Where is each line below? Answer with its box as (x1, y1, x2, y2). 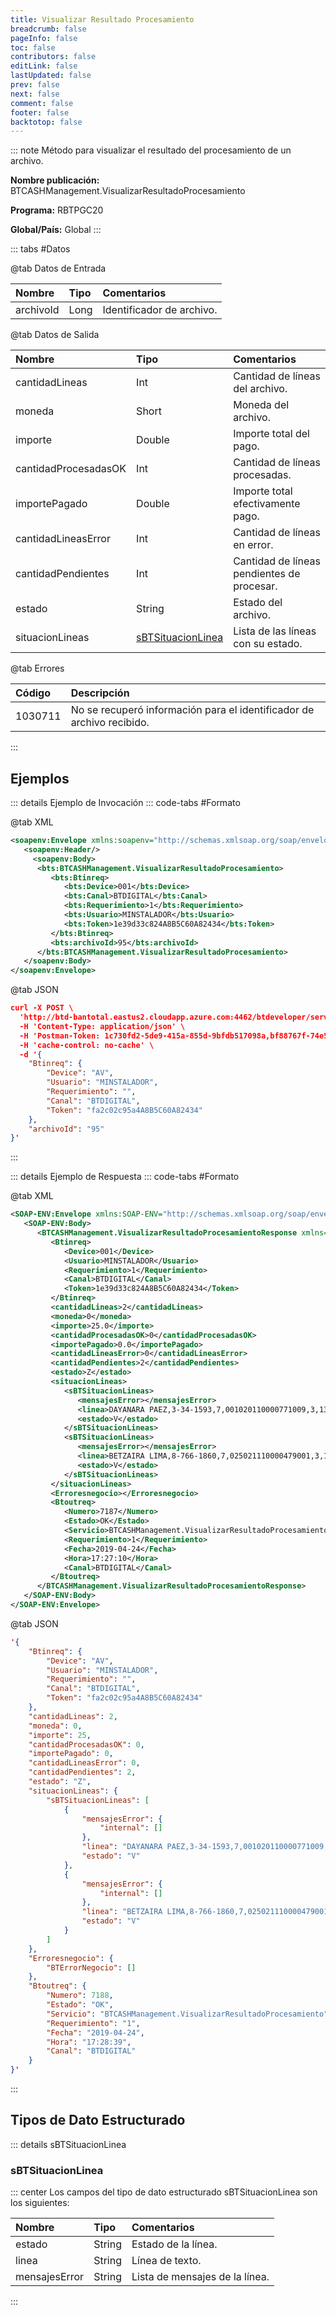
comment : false (10, 98, 74, 108)
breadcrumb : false (10, 24, 87, 34)
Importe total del (233, 427, 310, 441)
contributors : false (10, 52, 97, 62)
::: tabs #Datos (10, 243, 71, 255)
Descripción (70, 686, 130, 700)
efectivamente (233, 497, 301, 511)
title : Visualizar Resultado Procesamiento (10, 14, 195, 25)
